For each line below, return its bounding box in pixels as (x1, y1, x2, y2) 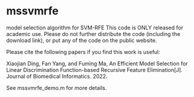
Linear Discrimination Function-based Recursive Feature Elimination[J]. (6, 66, 183, 73)
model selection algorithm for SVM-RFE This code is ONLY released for (6, 24, 184, 31)
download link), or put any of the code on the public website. (6, 37, 157, 44)
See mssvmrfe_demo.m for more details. (6, 84, 107, 91)
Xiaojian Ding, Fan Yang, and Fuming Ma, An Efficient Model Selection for (6, 60, 188, 67)
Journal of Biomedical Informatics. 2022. (6, 72, 108, 80)
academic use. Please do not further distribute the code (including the (6, 30, 181, 37)
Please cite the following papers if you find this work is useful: (6, 48, 161, 55)
